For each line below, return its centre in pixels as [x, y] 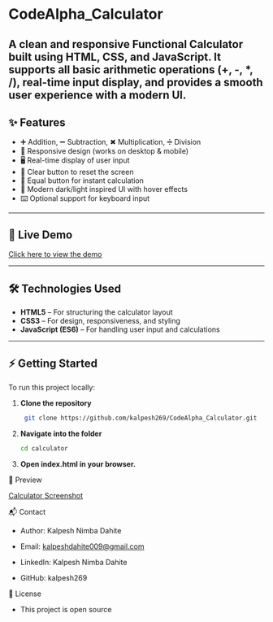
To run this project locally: [52, 387]
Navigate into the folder [61, 433]
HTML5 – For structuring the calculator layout [96, 312]
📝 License [25, 594]
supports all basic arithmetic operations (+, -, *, [131, 70]
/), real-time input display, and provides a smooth [136, 82]
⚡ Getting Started [53, 364]
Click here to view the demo [55, 254]
